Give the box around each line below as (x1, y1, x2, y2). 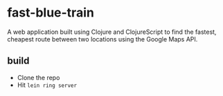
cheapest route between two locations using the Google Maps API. (7, 35, 198, 43)
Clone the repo (17, 73, 60, 81)
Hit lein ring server (17, 81, 78, 89)
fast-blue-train (7, 5, 95, 21)
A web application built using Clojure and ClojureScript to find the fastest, (7, 28, 217, 36)
